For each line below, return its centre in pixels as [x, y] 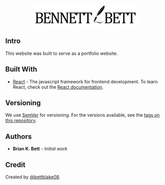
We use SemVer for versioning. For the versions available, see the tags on [82, 115]
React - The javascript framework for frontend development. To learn [85, 81]
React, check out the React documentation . [58, 87]
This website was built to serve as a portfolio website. [62, 53]
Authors [19, 136]
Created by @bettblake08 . [33, 177]
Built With [21, 69]
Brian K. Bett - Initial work [40, 149]
